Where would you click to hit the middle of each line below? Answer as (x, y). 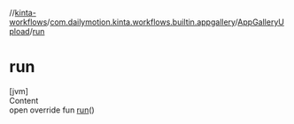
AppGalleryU (261, 22)
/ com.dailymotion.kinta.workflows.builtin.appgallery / (143, 22)
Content (24, 100)
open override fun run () (52, 110)
